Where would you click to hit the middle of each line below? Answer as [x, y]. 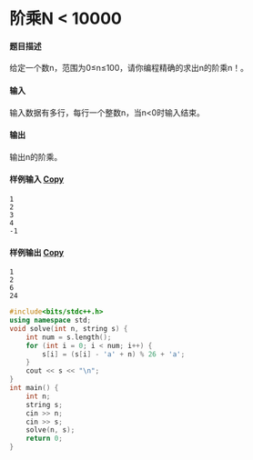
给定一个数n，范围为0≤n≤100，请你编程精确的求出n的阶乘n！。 [129, 68]
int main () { [34, 388]
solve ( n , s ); [51, 430]
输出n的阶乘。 [36, 156]
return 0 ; [45, 439]
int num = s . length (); [69, 337]
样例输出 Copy [37, 252]
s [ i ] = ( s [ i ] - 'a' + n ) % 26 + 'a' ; [114, 354]
